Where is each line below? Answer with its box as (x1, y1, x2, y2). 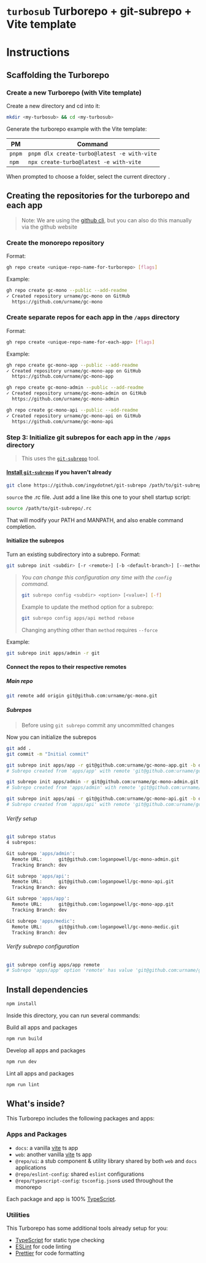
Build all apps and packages (6, 1024, 78, 1031)
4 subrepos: (6, 840, 37, 846)
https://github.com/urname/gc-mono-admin (12, 396, 120, 402)
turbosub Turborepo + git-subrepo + (6, 4, 192, 18)
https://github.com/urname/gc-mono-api (12, 418, 114, 424)
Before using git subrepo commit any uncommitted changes (21, 721, 175, 729)
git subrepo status (6, 834, 56, 840)
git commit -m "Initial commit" (6, 751, 89, 757)
